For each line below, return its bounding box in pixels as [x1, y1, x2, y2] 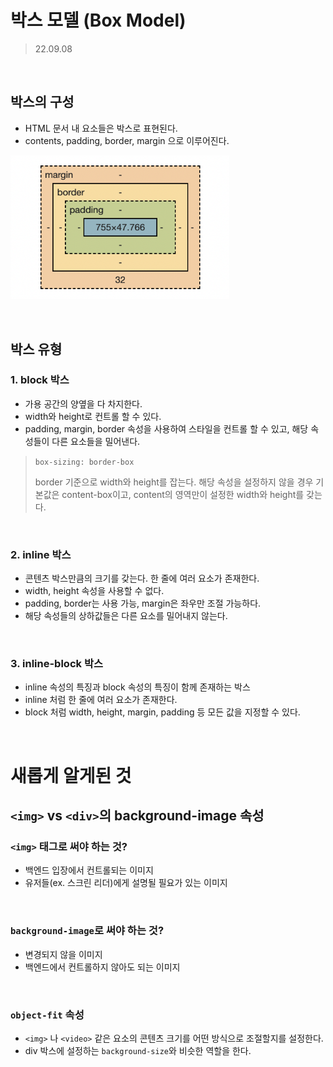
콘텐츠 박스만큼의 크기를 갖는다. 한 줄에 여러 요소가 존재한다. [24, 572, 260, 585]
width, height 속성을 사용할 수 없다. [24, 585, 165, 597]
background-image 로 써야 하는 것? [10, 924, 165, 938]
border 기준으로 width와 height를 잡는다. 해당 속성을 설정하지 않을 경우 [34, 476, 314, 488]
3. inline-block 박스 [10, 657, 103, 671]
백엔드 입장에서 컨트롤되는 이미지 [24, 864, 154, 876]
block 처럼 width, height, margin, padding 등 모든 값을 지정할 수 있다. [24, 706, 301, 718]
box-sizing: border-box [34, 457, 135, 467]
